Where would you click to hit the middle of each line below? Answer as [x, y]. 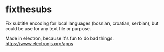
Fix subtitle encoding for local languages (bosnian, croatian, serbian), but [82, 23]
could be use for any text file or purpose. [48, 28]
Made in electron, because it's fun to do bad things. [59, 38]
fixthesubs [29, 9]
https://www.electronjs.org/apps [39, 43]
